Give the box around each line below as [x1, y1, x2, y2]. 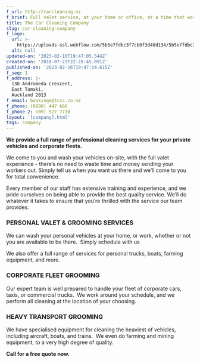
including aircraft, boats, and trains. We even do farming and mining [6, 333, 174, 340]
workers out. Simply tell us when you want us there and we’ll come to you [6, 167, 186, 174]
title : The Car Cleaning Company [6, 20, 89, 26]
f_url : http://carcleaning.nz [6, 8, 82, 15]
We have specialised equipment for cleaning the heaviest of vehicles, [6, 326, 177, 333]
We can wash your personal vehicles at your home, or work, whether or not [6, 232, 191, 239]
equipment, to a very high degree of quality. [6, 339, 114, 346]
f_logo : [6, 31, 26, 37]
